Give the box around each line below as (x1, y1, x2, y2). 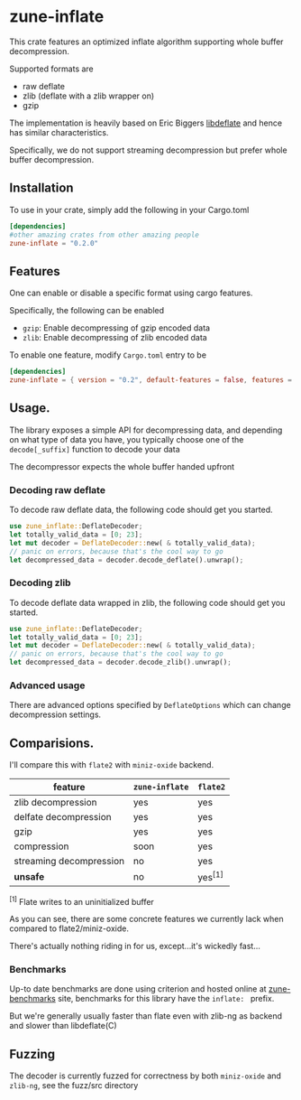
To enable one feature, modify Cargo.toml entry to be (9, 350, 207, 360)
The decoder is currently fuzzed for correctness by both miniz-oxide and (9, 1070, 282, 1081)
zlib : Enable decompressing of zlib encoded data (22, 332, 207, 343)
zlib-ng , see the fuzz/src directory (9, 1080, 139, 1091)
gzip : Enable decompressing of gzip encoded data (22, 322, 210, 333)
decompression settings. (9, 709, 102, 720)
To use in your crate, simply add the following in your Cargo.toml (9, 204, 250, 215)
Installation (9, 181, 74, 196)
